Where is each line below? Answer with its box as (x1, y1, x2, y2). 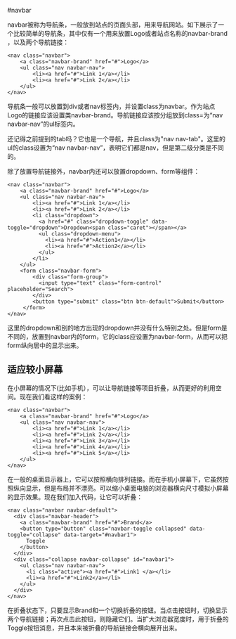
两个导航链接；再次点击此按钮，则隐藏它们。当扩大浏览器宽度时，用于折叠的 (7, 614, 229, 623)
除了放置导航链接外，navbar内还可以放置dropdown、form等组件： (7, 167, 200, 175)
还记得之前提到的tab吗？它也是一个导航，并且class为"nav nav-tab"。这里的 (7, 135, 226, 143)
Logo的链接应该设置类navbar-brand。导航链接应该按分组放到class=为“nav (7, 111, 223, 119)
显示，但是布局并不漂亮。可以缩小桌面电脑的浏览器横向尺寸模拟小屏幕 (25, 484, 229, 492)
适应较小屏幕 (7, 363, 63, 375)
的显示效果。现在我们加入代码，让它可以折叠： (7, 492, 143, 501)
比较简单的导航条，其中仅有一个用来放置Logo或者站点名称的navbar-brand (13, 30, 228, 37)
